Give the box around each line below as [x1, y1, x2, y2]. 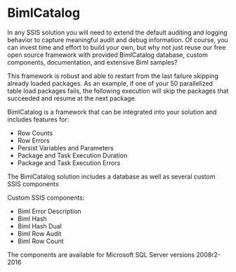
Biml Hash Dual [17, 221, 62, 230]
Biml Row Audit [17, 229, 62, 238]
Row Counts [17, 129, 53, 137]
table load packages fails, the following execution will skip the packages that [7, 86, 229, 95]
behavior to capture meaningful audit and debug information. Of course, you [7, 35, 228, 44]
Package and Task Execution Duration [17, 151, 128, 160]
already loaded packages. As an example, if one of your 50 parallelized [7, 79, 213, 87]
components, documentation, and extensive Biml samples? [7, 58, 178, 66]
